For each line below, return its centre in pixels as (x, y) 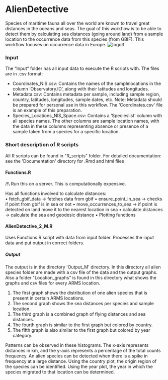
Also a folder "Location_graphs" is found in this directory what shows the (81, 277)
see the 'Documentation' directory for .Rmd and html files (65, 161)
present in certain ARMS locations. (48, 298)
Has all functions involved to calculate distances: (56, 193)
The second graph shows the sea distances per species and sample (83, 303)
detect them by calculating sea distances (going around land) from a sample (84, 34)
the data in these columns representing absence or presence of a (80, 126)
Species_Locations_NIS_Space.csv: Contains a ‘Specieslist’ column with (87, 116)
